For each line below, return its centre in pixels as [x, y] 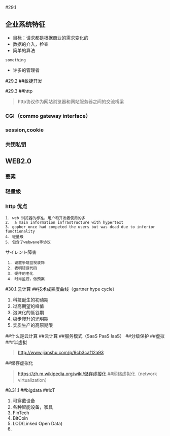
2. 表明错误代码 [22, 269]
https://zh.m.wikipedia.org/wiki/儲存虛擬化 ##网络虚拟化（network [87, 374]
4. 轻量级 [14, 237]
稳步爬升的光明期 [30, 319]
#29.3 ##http [19, 91]
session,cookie [25, 130]
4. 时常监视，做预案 [26, 279]
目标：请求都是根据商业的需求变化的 [50, 38]
